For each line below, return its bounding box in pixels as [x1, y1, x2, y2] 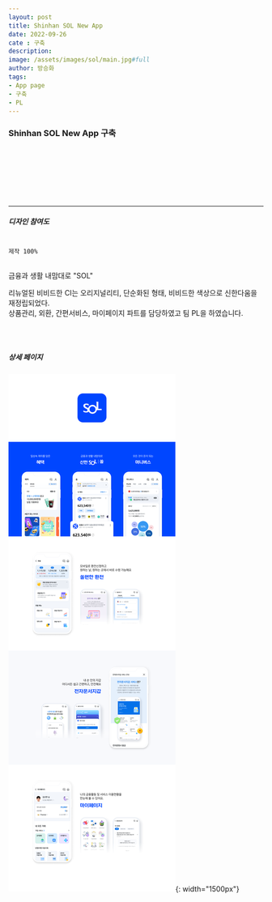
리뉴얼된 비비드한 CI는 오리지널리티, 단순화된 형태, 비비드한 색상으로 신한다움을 [8, 287, 257, 297]
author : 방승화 [8, 65, 55, 73]
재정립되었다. [8, 298, 50, 308]
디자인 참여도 [8, 217, 50, 227]
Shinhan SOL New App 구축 [8, 128, 117, 139]
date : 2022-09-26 [8, 30, 67, 38]
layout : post [8, 13, 53, 21]
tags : [8, 73, 27, 81]
